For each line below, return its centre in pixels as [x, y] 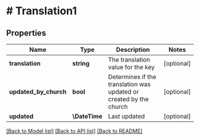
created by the [128, 99]
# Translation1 [42, 11]
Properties [26, 33]
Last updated [126, 116]
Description [133, 50]
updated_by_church [38, 92]
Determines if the [132, 77]
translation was [129, 84]
